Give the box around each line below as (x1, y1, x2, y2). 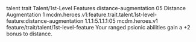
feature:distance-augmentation (6, 17, 84, 25)
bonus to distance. (6, 30, 52, 37)
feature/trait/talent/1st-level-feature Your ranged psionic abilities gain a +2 (6, 24, 191, 31)
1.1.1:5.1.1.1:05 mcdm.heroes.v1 (84, 17, 158, 25)
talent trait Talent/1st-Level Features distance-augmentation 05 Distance (6, 5, 186, 11)
